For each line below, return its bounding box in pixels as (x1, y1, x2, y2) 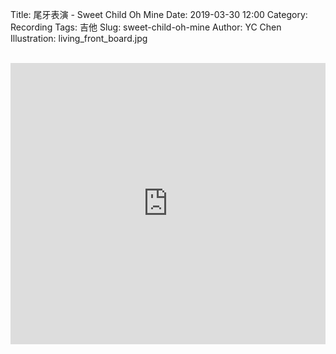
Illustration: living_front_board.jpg (10, 33, 148, 44)
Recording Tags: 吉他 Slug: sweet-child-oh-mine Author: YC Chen (10, 21, 282, 33)
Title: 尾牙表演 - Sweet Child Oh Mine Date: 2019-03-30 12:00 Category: (10, 9, 308, 20)
